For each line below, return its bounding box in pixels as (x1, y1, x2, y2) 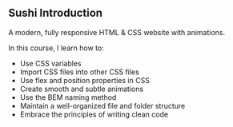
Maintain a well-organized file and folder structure (19, 101, 186, 110)
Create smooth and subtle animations (19, 84, 144, 93)
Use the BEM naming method (19, 92, 117, 102)
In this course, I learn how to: (8, 43, 104, 53)
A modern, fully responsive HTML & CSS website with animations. (8, 27, 226, 37)
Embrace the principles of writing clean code (19, 109, 169, 119)
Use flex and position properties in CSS (19, 75, 151, 85)
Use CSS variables (19, 58, 82, 68)
